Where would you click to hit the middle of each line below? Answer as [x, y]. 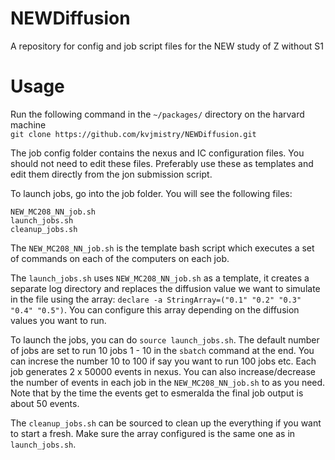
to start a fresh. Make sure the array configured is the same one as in [153, 433]
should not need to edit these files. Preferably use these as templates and [162, 163]
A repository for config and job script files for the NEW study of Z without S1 [167, 46]
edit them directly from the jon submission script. [111, 174]
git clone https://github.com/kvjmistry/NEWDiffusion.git [133, 134]
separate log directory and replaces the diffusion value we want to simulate [165, 288]
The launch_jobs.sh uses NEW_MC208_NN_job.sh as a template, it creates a [160, 278]
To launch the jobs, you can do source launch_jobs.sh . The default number [165, 339]
